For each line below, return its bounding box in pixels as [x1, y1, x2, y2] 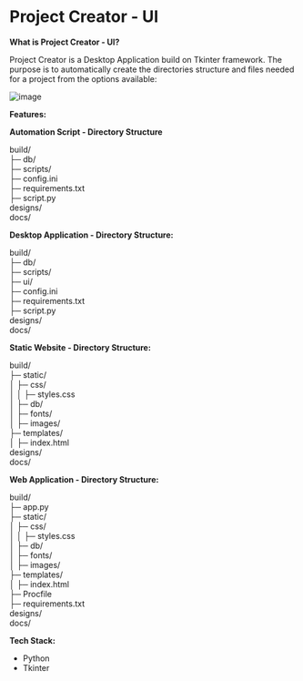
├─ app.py [9, 501, 49, 512]
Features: [9, 108, 47, 119]
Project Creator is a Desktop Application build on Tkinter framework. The [9, 54, 282, 65]
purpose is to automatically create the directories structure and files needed [9, 64, 295, 75]
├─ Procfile [9, 588, 53, 599]
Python [22, 653, 50, 664]
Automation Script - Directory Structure [9, 126, 163, 137]
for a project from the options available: [9, 73, 157, 84]
